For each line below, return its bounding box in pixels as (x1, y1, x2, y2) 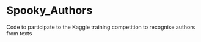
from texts (6, 29, 32, 37)
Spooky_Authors (6, 4, 93, 17)
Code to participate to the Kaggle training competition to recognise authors (6, 23, 196, 31)
